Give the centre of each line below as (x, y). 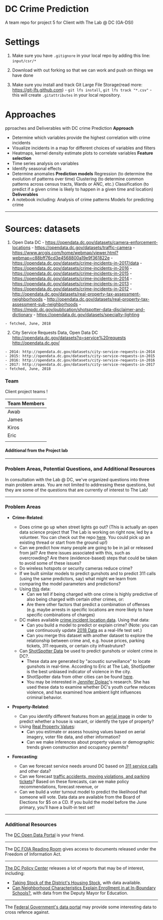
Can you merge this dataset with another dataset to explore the (90, 635)
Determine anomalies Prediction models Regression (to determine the (82, 174)
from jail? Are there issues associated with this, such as (75, 553)
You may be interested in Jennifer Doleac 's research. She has (88, 682)
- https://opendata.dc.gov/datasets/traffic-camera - (83, 247)
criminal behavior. (44, 697)
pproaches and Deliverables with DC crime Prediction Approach (69, 128)
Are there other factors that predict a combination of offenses (88, 604)
